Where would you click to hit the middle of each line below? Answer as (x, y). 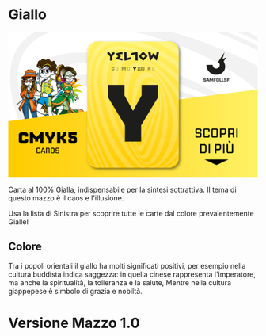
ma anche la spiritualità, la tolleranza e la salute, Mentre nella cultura (120, 282)
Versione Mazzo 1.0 (74, 323)
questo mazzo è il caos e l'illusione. (66, 198)
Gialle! (19, 221)
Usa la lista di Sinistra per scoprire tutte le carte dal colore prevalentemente (131, 213)
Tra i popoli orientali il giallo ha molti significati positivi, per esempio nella (127, 265)
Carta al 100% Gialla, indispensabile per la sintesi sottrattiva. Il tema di (122, 189)
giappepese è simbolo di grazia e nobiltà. (75, 291)
